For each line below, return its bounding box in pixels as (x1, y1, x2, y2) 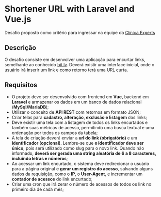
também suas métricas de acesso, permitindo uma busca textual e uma (11, 124, 155, 130)
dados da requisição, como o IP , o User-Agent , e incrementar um (11, 171, 143, 177)
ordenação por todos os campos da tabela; (11, 130, 98, 136)
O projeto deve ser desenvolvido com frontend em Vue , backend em (11, 93, 149, 100)
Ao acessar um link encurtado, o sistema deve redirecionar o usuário (11, 161, 149, 167)
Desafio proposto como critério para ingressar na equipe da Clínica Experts (4, 30, 156, 35)
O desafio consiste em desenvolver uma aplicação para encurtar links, (4, 57, 145, 62)
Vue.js (4, 14, 32, 25)
